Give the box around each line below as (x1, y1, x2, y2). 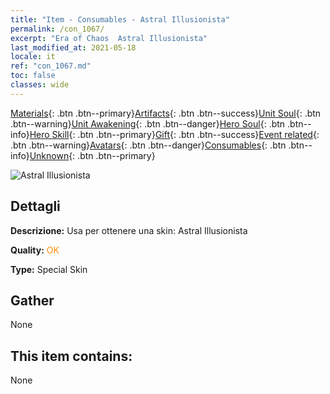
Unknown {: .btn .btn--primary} (29, 149, 156, 161)
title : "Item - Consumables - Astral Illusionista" (10, 14, 230, 25)
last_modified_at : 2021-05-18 (10, 42, 137, 53)
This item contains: (10, 347, 133, 365)
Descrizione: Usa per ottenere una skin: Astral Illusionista (10, 224, 248, 236)
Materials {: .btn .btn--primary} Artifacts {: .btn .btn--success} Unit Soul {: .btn (10, 107, 322, 119)
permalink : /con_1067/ (10, 24, 105, 34)
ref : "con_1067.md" (10, 61, 92, 71)
